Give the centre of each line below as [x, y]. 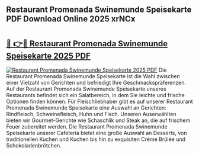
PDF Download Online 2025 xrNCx [71, 19]
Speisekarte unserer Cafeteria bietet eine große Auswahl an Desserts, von [97, 133]
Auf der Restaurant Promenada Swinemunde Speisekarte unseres [86, 89]
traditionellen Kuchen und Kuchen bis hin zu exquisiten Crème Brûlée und [96, 139]
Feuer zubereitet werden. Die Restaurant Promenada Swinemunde [87, 126]
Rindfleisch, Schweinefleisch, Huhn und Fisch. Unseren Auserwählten [91, 114]
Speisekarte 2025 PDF [48, 56]
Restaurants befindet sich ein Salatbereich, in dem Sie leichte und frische [95, 95]
